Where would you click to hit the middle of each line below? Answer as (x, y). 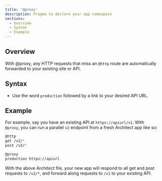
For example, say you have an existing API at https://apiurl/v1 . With (75, 122)
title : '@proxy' (21, 9)
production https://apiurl (32, 159)
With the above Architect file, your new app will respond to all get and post (80, 168)
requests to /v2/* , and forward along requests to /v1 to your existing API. (78, 173)
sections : (15, 18)
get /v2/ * (15, 141)
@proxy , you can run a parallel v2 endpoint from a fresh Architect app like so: (81, 128)
